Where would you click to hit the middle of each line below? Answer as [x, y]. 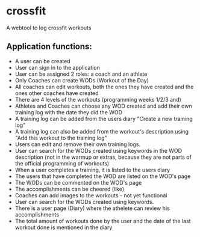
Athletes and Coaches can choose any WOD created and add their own [103, 106]
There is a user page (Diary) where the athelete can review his [92, 208]
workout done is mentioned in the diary [64, 227]
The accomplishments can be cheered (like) [70, 189]
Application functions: [49, 47]
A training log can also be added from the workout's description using [102, 131]
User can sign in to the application [58, 67]
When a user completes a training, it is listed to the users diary [92, 170]
